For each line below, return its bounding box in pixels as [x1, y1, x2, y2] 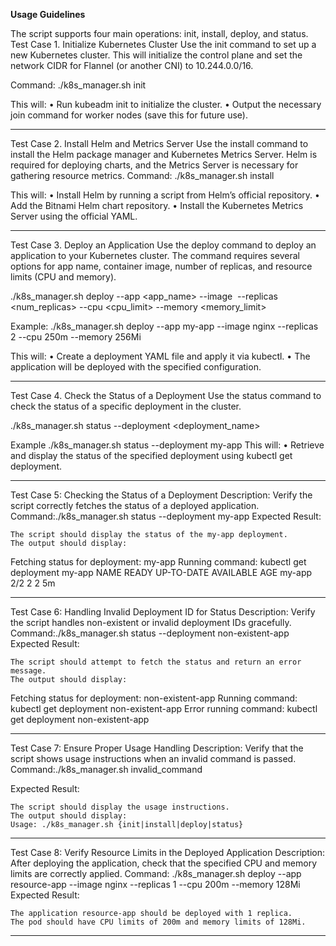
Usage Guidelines [10, 9, 86, 20]
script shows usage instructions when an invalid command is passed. [10, 753, 297, 764]
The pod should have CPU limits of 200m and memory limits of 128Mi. [10, 917, 307, 927]
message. [10, 666, 47, 676]
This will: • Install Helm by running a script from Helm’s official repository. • [10, 189, 320, 201]
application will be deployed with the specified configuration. [10, 361, 262, 373]
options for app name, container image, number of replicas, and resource [10, 260, 313, 272]
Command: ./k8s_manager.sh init [10, 79, 147, 91]
